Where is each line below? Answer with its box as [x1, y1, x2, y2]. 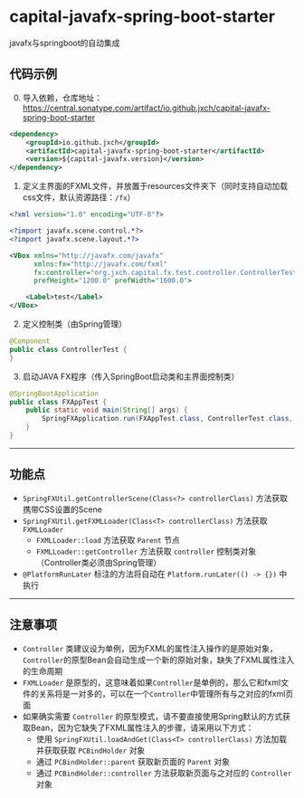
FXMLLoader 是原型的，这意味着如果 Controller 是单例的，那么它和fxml [22, 677, 281, 688]
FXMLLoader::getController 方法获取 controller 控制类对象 [35, 546, 256, 556]
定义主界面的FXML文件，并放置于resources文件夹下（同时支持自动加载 [22, 181, 289, 192]
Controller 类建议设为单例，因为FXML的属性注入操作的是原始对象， [22, 642, 278, 653]
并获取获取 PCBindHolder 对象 [35, 745, 146, 755]
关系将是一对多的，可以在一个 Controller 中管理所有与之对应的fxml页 [38, 688, 294, 698]
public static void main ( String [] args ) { [25, 405, 188, 415]
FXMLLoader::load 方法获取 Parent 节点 [35, 534, 180, 545]
